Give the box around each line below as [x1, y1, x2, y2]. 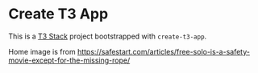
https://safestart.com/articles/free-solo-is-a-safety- [77, 47, 250, 56]
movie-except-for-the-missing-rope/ [8, 55, 131, 65]
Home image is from [8, 47, 76, 56]
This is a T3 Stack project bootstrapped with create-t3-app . [8, 31, 207, 41]
